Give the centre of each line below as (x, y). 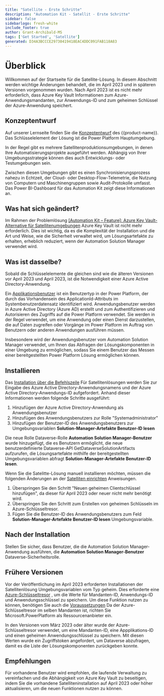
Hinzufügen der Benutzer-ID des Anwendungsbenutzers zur (73, 423)
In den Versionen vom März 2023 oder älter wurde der (60, 625)
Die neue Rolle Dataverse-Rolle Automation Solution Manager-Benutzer (79, 438)
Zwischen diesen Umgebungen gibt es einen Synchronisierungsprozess (78, 173)
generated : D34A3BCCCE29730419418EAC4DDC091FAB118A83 (61, 42)
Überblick (25, 65)
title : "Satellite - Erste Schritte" (44, 10)
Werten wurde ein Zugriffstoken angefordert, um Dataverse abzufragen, (78, 641)
